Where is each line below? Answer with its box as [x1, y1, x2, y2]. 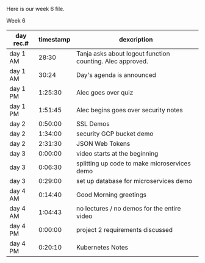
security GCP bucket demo [76, 129, 154, 138]
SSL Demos [76, 120, 110, 128]
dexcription [118, 35, 154, 43]
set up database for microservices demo [76, 177, 193, 185]
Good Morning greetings [76, 190, 146, 199]
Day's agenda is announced [76, 71, 157, 79]
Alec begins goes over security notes [76, 106, 183, 114]
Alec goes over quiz [76, 88, 134, 96]
